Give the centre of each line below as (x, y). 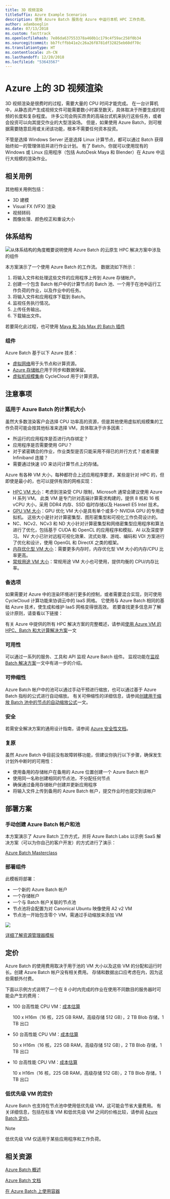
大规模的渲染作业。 (29, 159)
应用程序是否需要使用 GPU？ (42, 445)
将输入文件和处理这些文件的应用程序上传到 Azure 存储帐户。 (75, 277)
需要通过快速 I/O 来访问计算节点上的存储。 (57, 464)
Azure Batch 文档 (23, 1180)
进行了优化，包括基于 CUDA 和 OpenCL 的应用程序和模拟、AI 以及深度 (86, 530)
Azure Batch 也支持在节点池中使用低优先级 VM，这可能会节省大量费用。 (80, 1106)
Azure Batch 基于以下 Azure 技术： (42, 353)
